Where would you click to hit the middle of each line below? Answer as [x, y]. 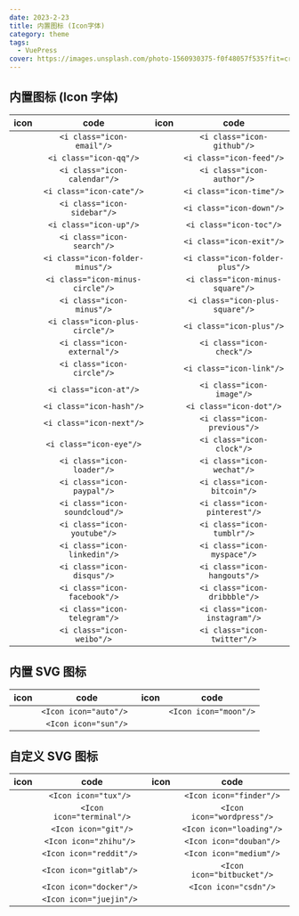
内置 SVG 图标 [48, 672]
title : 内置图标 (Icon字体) [57, 26]
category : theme [39, 34]
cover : [21, 59]
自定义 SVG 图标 [54, 757]
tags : [19, 42]
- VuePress [37, 51]
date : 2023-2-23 [39, 17]
